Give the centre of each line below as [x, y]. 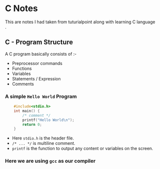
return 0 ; [32, 124]
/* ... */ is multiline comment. [44, 143]
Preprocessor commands [37, 63]
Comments [23, 84]
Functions [22, 68]
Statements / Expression [36, 78]
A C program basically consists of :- [41, 54]
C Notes [22, 8]
